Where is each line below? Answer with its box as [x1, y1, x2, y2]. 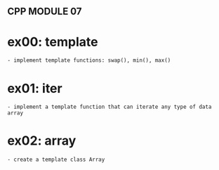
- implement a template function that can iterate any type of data [7, 103, 212, 111]
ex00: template [7, 34, 98, 50]
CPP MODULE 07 [7, 6, 82, 18]
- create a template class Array [7, 156, 105, 164]
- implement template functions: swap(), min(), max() [7, 57, 171, 64]
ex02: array [7, 133, 77, 149]
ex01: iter [7, 80, 62, 96]
